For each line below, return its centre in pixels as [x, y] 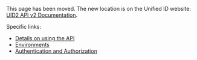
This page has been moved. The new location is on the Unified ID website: [99, 9]
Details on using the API [45, 38]
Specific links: [24, 27]
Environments [32, 45]
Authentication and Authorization [56, 51]
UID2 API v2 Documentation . [42, 15]
